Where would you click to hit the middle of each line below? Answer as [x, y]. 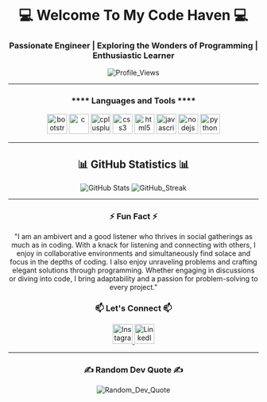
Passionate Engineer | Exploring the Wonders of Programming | [133, 46]
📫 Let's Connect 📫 [133, 308]
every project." [133, 287]
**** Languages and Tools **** [133, 101]
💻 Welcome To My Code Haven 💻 [133, 15]
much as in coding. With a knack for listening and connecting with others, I [133, 245]
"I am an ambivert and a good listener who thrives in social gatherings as [133, 236]
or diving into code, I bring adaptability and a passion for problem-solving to [133, 278]
